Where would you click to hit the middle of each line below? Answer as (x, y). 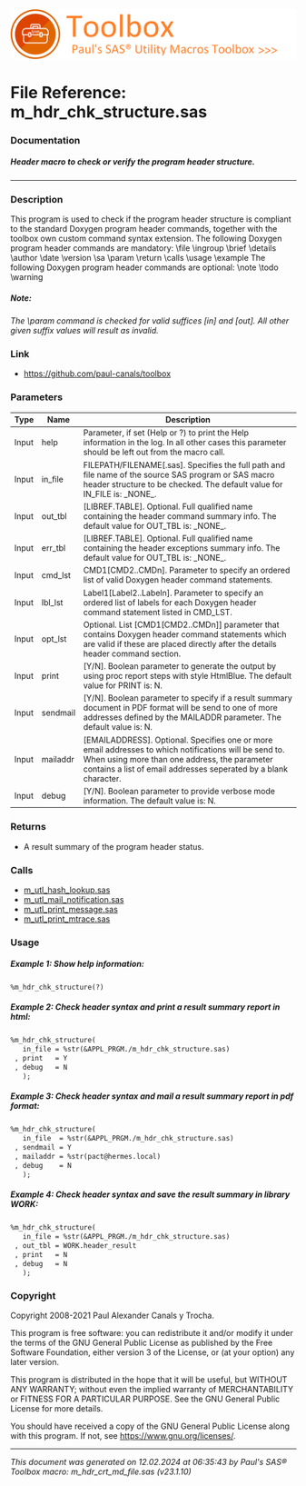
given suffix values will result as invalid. (85, 330)
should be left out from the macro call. (154, 452)
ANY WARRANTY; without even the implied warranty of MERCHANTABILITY (152, 1389)
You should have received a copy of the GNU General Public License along (150, 1426)
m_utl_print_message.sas (71, 909)
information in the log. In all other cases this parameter (185, 443)
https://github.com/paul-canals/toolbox (97, 374)
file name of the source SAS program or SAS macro (179, 474)
